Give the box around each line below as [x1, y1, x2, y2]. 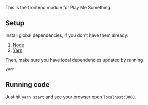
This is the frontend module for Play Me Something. [5, 5, 112, 10]
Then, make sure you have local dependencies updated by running [5, 57, 143, 63]
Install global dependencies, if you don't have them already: [5, 32, 129, 38]
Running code [5, 80, 50, 89]
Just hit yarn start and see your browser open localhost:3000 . [5, 94, 136, 100]
